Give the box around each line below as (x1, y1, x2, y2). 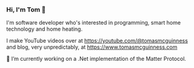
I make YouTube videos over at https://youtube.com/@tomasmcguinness (6, 37, 188, 45)
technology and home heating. (6, 25, 83, 32)
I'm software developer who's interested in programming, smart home (6, 19, 181, 26)
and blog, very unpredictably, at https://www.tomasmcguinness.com (6, 43, 178, 51)
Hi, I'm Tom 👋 (6, 5, 46, 14)
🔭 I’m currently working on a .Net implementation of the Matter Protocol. (6, 55, 187, 63)
